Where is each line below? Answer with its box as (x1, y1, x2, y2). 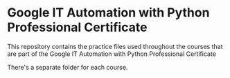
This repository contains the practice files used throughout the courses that (7, 42, 223, 50)
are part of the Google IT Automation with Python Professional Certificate (7, 50, 217, 58)
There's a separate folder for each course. (7, 63, 128, 71)
